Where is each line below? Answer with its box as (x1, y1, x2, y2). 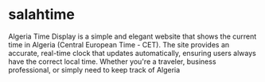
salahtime (8, 6, 76, 24)
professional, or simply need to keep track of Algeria (8, 65, 181, 74)
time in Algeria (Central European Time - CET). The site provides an (8, 39, 230, 49)
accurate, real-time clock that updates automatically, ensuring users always (8, 48, 256, 58)
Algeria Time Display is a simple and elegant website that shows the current (8, 32, 257, 41)
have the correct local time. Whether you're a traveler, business (8, 57, 216, 66)
